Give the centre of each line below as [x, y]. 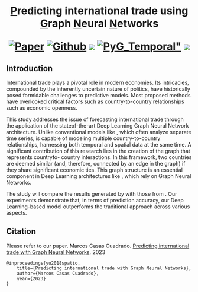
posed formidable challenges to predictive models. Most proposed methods [98, 95]
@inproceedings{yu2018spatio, [43, 263]
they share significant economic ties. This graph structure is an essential [95, 170]
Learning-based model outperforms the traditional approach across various [98, 207]
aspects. [17, 213]
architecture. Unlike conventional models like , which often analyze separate [99, 132]
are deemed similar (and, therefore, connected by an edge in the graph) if [96, 164]
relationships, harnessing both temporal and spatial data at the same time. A [99, 145]
